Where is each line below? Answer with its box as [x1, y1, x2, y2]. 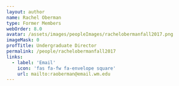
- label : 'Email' [12, 59, 56, 65]
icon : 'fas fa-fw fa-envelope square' [17, 65, 116, 71]
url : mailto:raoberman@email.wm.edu [17, 71, 111, 77]
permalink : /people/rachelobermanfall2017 [6, 48, 116, 55]
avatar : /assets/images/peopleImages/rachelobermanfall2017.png [6, 31, 174, 38]
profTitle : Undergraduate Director [6, 43, 97, 49]
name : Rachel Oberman [6, 15, 62, 21]
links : [6, 54, 23, 60]
